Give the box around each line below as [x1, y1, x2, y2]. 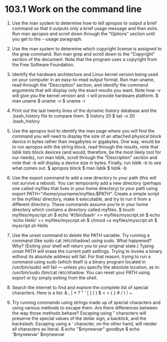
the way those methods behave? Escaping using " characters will [11, 310, 146, 316]
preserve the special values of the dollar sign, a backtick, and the [11, 315, 147, 321]
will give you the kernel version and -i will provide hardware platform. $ [11, 92, 158, 98]
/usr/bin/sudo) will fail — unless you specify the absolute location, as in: [11, 264, 160, 270]
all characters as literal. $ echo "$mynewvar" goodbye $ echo [11, 326, 140, 332]
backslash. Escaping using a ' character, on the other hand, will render [11, 320, 157, 326]
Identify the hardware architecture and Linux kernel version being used [11, 71, 158, 77]
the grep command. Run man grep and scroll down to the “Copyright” [11, 51, 155, 57]
